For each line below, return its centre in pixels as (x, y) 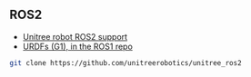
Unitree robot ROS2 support (75, 36)
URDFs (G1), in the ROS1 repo (78, 46)
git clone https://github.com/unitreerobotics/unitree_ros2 (126, 63)
